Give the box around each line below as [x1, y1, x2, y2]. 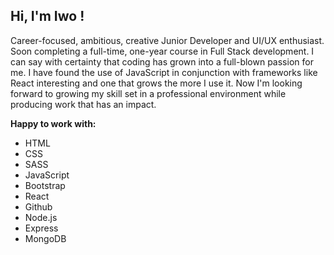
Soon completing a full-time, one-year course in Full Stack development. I [10, 45, 315, 57]
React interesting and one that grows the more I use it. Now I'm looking [10, 77, 303, 89]
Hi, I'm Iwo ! [10, 8, 85, 25]
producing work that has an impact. [10, 98, 157, 110]
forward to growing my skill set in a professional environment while [10, 87, 287, 99]
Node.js [24, 211, 58, 223]
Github [24, 200, 53, 213]
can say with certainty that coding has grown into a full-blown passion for [10, 55, 314, 68]
